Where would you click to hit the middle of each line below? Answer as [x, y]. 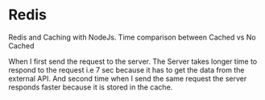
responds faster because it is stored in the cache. [91, 87]
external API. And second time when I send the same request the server [128, 78]
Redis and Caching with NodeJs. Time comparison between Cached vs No [132, 37]
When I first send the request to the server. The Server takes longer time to [133, 61]
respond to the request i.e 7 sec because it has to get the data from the [126, 69]
